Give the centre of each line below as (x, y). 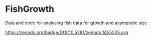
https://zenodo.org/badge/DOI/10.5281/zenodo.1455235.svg (67, 32)
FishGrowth (30, 9)
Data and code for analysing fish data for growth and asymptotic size (76, 23)
